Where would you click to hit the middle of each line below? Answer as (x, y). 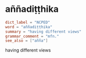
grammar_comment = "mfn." (32, 36)
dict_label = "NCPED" (28, 22)
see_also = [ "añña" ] (27, 41)
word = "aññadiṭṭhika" (29, 27)
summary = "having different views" (43, 31)
